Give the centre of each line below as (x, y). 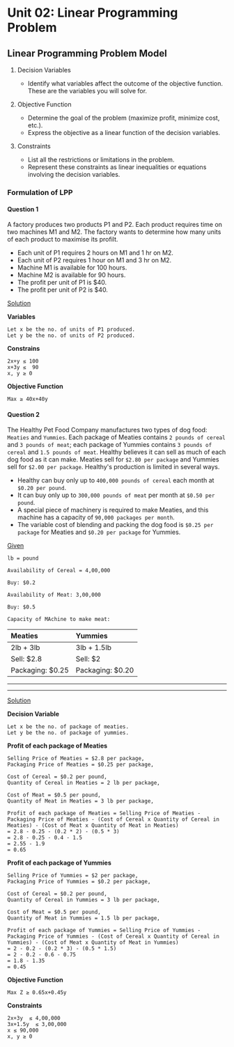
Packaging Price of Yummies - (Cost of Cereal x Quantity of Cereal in (113, 937)
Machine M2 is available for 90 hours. (71, 275)
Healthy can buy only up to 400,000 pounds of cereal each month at (116, 480)
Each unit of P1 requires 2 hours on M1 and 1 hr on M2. (95, 253)
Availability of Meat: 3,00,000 (54, 595)
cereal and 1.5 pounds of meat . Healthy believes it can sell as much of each (117, 452)
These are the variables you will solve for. (87, 91)
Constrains (24, 349)
